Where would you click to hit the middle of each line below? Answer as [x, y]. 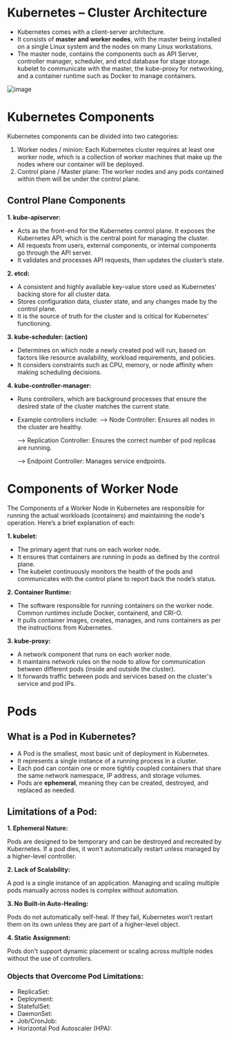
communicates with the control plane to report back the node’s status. [117, 578]
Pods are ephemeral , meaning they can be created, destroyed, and [113, 783]
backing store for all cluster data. [64, 294]
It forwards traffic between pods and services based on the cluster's [114, 676]
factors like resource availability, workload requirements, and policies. [116, 358]
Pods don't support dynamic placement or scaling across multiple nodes [110, 951]
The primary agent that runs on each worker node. [89, 549]
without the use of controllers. [50, 959]
